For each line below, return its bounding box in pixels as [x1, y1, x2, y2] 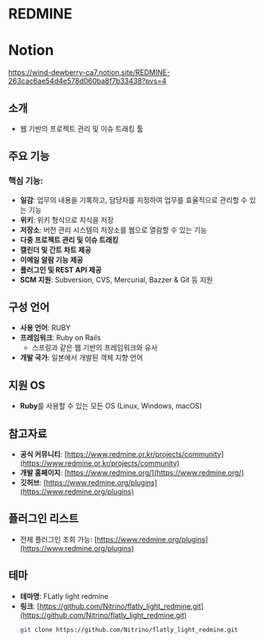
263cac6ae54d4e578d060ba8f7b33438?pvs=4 [8, 77, 167, 86]
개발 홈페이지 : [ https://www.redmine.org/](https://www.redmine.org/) [19, 468, 245, 478]
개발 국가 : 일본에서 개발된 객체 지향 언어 [19, 353, 144, 363]
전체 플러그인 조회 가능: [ [19, 534, 97, 544]
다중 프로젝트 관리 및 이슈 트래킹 [19, 234, 119, 244]
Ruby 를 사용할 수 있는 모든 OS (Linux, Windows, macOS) [19, 401, 203, 411]
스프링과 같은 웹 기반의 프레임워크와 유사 [31, 343, 158, 353]
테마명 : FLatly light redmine [19, 591, 109, 601]
